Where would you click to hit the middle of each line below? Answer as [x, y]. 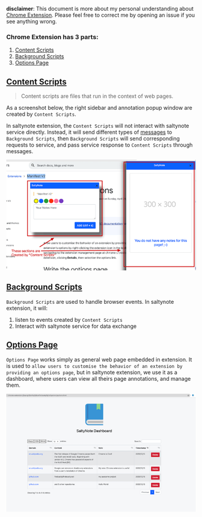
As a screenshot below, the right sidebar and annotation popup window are [99, 108]
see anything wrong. [32, 21]
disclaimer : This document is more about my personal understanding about [100, 9]
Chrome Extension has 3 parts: [52, 37]
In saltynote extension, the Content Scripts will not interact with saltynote [98, 126]
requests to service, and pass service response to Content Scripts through [99, 145]
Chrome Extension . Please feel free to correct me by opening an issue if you [101, 15]
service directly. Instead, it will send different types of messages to [89, 132]
